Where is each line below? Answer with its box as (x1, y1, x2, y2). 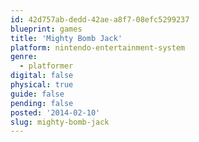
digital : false (10, 71, 74, 81)
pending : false (10, 98, 74, 108)
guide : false (10, 89, 65, 99)
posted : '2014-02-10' (10, 107, 101, 118)
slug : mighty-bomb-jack (10, 117, 110, 127)
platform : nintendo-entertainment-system (10, 42, 186, 53)
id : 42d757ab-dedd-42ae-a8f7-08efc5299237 (10, 14, 190, 25)
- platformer (19, 61, 74, 71)
